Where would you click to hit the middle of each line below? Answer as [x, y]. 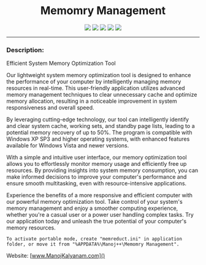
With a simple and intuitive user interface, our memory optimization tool [97, 157]
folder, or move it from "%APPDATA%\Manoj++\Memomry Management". [93, 244]
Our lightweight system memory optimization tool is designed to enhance [99, 75]
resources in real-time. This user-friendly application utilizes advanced [96, 88]
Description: [25, 50]
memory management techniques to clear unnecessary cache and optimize [102, 95]
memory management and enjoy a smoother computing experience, [92, 208]
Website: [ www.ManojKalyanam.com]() [56, 256]
